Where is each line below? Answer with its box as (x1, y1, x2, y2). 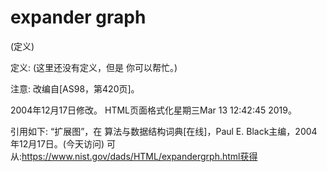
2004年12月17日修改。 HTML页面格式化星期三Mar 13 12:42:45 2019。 (10, 104, 297, 116)
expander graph (10, 6, 147, 29)
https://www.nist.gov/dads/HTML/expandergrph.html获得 (21, 150, 258, 162)
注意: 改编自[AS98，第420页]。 (10, 82, 140, 95)
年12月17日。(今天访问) (10, 137, 105, 150)
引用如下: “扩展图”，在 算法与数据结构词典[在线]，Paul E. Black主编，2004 (10, 125, 318, 137)
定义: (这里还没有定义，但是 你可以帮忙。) (10, 61, 178, 73)
